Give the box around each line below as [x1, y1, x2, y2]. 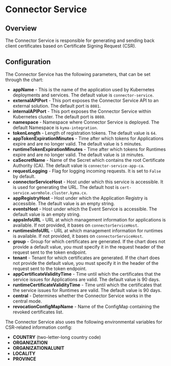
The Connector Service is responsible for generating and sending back [5, 37, 155, 43]
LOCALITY [12, 350, 36, 356]
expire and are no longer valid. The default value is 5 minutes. [12, 140, 142, 147]
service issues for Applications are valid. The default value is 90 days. [12, 276, 160, 282]
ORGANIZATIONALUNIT [12, 345, 65, 351]
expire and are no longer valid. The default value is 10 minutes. [12, 152, 144, 158]
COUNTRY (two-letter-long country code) [12, 334, 101, 340]
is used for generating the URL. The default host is [12, 184, 119, 190]
